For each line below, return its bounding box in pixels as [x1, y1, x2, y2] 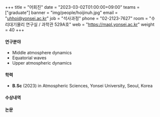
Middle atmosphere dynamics [12, 50, 72, 56]
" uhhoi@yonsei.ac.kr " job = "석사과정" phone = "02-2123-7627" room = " [5, 16, 152, 21]
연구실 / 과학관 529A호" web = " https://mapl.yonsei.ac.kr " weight [26, 21, 155, 27]
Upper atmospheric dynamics [12, 60, 72, 66]
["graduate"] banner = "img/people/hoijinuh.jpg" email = [5, 10, 118, 16]
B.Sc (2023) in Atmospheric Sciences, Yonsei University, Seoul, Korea [12, 83, 153, 89]
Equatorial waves [12, 55, 47, 61]
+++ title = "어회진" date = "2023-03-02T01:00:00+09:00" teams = [5, 4, 140, 10]
